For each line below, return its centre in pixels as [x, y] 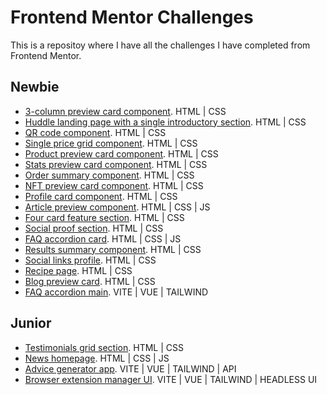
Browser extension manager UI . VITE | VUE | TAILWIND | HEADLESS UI [171, 379]
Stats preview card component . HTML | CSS [116, 164]
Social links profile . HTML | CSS [90, 260]
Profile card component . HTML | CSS [101, 196]
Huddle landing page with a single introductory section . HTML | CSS [165, 122]
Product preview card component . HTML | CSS [121, 153]
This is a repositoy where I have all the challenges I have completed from [160, 45]
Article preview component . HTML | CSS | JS [117, 207]
